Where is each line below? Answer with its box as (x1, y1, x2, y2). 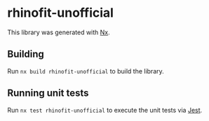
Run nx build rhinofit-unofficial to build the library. (7, 66, 165, 75)
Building (7, 48, 44, 60)
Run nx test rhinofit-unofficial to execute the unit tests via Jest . (7, 106, 203, 114)
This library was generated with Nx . (7, 28, 110, 36)
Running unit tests (7, 87, 89, 99)
